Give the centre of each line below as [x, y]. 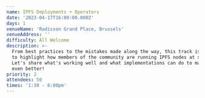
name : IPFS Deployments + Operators [53, 12]
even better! [28, 68]
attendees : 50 [24, 80]
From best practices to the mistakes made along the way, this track [102, 52]
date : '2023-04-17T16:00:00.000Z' [50, 18]
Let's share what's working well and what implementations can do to [102, 63]
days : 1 [16, 23]
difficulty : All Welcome [38, 40]
